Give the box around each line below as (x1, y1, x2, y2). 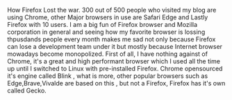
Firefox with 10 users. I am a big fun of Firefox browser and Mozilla (7, 21, 198, 28)
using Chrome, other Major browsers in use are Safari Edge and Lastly (7, 13, 208, 21)
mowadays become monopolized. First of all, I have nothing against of (7, 50, 208, 58)
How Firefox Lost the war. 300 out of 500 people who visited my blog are (7, 6, 217, 14)
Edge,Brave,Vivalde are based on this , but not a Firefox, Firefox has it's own (7, 79, 226, 87)
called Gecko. (7, 86, 47, 94)
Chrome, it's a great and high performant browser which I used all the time (7, 57, 221, 65)
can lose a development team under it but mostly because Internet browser (7, 43, 223, 50)
